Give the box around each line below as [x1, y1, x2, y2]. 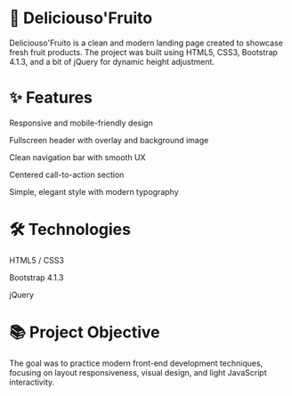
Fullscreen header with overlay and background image [9, 134, 209, 145]
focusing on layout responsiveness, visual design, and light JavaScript [9, 367, 267, 377]
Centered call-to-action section [9, 169, 125, 180]
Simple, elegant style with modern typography [9, 186, 180, 197]
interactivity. [9, 376, 55, 387]
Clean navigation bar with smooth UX [9, 151, 146, 163]
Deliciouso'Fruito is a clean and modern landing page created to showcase [9, 37, 283, 48]
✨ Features [9, 88, 93, 108]
